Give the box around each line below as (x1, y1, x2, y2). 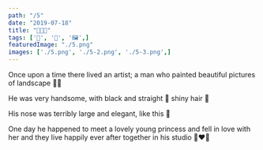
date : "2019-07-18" (8, 19, 73, 27)
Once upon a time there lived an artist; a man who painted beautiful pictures (8, 70, 256, 79)
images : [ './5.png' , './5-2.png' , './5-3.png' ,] (8, 48, 171, 56)
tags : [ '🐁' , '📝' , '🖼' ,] (8, 33, 89, 42)
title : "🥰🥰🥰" (8, 26, 51, 34)
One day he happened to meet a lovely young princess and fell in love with (8, 124, 251, 133)
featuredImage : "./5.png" (8, 41, 93, 49)
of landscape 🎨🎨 (8, 78, 62, 88)
